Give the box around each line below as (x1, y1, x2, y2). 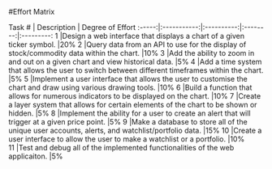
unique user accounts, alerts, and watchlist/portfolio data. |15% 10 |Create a (8, 125, 262, 135)
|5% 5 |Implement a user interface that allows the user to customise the (8, 74, 248, 83)
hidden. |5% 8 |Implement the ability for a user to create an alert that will (8, 108, 251, 118)
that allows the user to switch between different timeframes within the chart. (8, 65, 264, 75)
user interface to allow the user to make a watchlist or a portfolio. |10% (8, 134, 245, 144)
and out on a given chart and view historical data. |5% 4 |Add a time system (8, 57, 262, 66)
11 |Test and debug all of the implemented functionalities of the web (8, 143, 235, 152)
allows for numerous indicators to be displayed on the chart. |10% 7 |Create (8, 91, 261, 100)
